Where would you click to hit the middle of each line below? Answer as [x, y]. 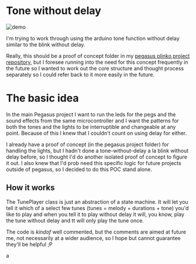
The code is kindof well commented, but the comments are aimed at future [96, 232]
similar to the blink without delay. [46, 44]
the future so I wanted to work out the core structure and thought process [95, 68]
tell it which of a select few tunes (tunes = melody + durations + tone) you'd [97, 208]
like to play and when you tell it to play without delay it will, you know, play [95, 214]
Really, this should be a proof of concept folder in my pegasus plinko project [98, 56]
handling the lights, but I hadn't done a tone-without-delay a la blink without [97, 150]
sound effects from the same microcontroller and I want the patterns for [93, 121]
